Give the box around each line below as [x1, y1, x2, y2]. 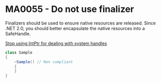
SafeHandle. [5, 30, 31, 36]
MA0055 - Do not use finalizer [5, 3, 134, 15]
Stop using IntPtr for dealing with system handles [5, 40, 107, 46]
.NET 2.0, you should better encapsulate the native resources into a [5, 25, 145, 31]
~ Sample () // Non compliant [14, 59, 73, 64]
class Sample [5, 50, 33, 55]
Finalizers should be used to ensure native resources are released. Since [5, 20, 156, 26]
